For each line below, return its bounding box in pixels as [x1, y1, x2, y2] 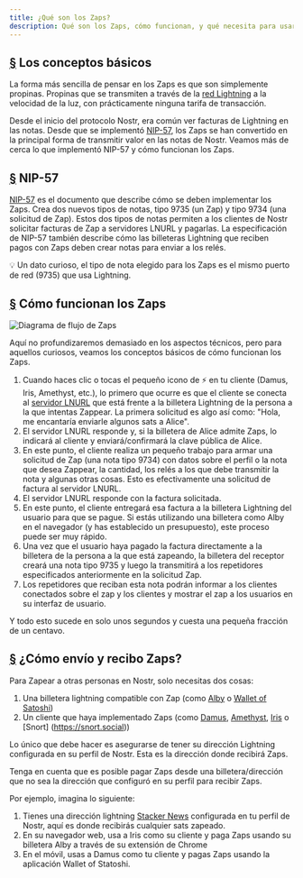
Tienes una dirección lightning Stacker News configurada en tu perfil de [22, 810, 290, 821]
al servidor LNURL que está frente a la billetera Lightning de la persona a [22, 397, 293, 407]
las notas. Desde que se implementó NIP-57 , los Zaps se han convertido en [9, 125, 289, 136]
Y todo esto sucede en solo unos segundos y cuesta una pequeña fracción [9, 615, 289, 626]
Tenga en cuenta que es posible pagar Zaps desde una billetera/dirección [9, 765, 284, 776]
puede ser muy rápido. [22, 531, 107, 542]
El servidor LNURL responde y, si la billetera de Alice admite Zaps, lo [22, 425, 278, 436]
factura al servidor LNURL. [22, 483, 122, 494]
